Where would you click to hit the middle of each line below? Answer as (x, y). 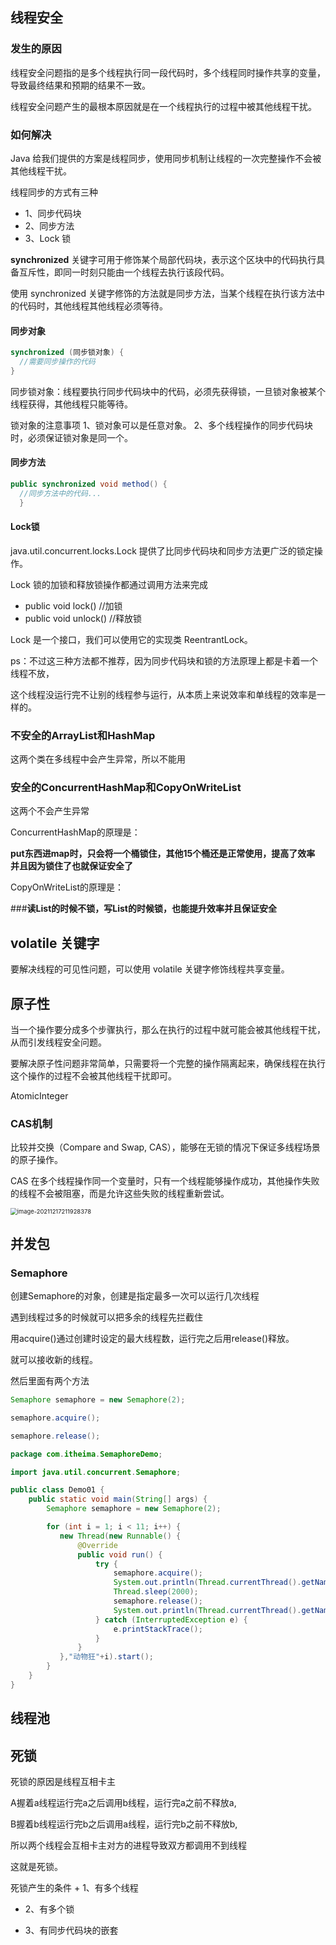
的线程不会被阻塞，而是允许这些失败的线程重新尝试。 (120, 1194)
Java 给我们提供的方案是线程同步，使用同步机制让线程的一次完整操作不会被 (166, 158)
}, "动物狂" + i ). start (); (107, 1657)
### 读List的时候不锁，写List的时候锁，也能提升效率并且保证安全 (143, 909)
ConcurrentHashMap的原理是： (75, 832)
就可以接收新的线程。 (54, 1360)
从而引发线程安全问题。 (58, 1042)
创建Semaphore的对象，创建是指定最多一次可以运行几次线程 (135, 1296)
